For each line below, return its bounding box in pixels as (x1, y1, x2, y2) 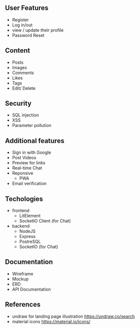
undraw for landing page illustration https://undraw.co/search (12, 313, 135, 319)
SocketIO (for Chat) (19, 244, 59, 250)
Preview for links (12, 160, 46, 166)
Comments (12, 70, 34, 75)
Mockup (12, 276, 29, 282)
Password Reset (12, 32, 45, 38)
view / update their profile (12, 27, 64, 33)
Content (5, 46, 31, 55)
